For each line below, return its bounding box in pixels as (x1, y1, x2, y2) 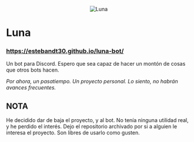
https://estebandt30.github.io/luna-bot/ (6, 47, 124, 55)
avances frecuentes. (6, 84, 56, 91)
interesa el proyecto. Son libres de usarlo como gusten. (6, 129, 140, 136)
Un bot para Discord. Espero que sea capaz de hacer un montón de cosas (6, 60, 186, 67)
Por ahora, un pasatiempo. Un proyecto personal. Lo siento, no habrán (6, 78, 178, 85)
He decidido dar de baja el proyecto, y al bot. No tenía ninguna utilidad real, (6, 117, 189, 124)
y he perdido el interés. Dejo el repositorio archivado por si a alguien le (6, 123, 178, 130)
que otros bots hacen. (6, 66, 60, 73)
